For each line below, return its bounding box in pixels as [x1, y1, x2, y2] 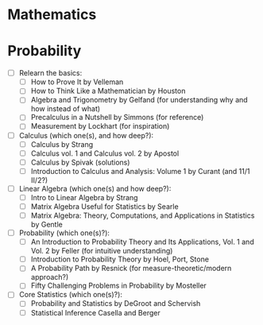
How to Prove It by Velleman [30, 77, 124, 87]
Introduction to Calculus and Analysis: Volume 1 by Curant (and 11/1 [30, 166, 250, 176]
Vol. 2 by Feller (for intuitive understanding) [30, 246, 173, 256]
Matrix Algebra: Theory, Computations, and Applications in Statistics [30, 211, 255, 220]
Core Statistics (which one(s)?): [18, 290, 122, 300]
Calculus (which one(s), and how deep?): [18, 130, 154, 140]
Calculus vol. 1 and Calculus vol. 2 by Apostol [30, 149, 180, 158]
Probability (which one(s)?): [18, 228, 110, 238]
